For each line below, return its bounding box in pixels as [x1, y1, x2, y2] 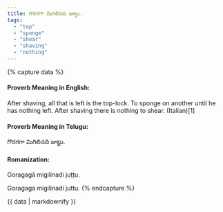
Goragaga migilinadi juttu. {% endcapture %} [7, 184, 135, 193]
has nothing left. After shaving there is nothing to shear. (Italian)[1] [7, 107, 195, 115]
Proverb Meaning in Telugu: [7, 122, 88, 130]
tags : [7, 17, 23, 24]
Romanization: [7, 155, 50, 164]
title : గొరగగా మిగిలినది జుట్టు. [7, 10, 84, 17]
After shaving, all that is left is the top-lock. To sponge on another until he [7, 99, 216, 107]
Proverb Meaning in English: [7, 84, 90, 92]
